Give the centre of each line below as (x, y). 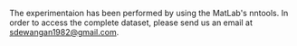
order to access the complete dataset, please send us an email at (131, 23)
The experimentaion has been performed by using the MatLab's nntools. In (149, 13)
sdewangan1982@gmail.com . (64, 32)
